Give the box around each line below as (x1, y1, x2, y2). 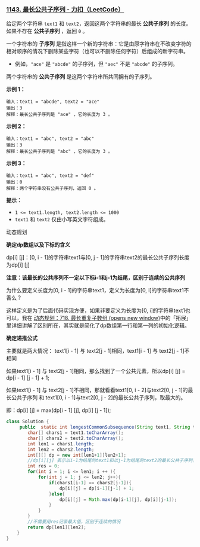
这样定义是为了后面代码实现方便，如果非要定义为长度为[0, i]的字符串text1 (6, 307, 186, 314)
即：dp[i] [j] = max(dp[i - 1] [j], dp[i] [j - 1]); (6, 407, 111, 414)
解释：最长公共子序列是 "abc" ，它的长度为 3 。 (6, 148, 113, 155)
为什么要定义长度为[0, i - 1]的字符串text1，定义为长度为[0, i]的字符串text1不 (6, 287, 189, 294)
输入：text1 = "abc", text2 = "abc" (6, 136, 95, 142)
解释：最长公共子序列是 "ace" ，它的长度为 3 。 (6, 112, 113, 118)
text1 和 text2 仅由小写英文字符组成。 (14, 216, 109, 223)
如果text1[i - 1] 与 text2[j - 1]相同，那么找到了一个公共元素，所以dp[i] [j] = (6, 368, 186, 375)
